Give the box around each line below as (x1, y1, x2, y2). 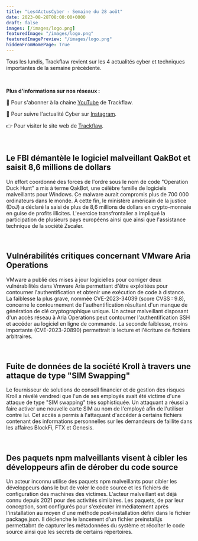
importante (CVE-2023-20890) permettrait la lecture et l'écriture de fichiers (6, 326, 191, 333)
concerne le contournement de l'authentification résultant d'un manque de (6, 301, 188, 308)
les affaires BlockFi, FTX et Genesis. (6, 424, 95, 431)
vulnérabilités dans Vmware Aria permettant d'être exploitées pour (6, 282, 168, 289)
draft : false (6, 20, 38, 26)
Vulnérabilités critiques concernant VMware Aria (6, 251, 191, 261)
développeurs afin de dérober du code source (6, 462, 178, 472)
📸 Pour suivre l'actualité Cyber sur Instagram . (6, 110, 117, 117)
